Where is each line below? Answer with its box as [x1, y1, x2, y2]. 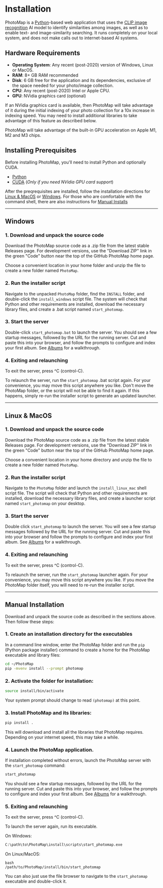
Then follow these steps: [5, 619, 54, 625]
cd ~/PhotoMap [5, 661, 34, 666]
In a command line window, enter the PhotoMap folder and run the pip [5, 641, 145, 647]
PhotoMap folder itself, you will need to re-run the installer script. [5, 582, 135, 588]
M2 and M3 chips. [5, 132, 41, 138]
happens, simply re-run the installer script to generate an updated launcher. [5, 393, 157, 399]
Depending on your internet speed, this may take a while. [5, 734, 119, 740]
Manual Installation [5, 601, 65, 609]
